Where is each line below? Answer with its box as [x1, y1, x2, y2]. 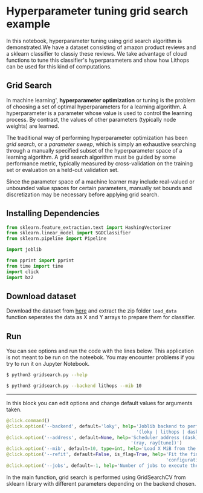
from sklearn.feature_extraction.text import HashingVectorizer [6, 224, 172, 231]
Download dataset [6, 291, 77, 301]
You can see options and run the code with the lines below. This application [6, 347, 195, 355]
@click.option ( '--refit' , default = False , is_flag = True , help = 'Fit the [6, 451, 188, 458]
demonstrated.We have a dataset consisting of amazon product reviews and [6, 44, 196, 51]
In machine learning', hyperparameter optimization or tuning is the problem [6, 96, 196, 104]
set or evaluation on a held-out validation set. [6, 166, 119, 173]
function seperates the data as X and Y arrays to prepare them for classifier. [6, 314, 196, 321]
